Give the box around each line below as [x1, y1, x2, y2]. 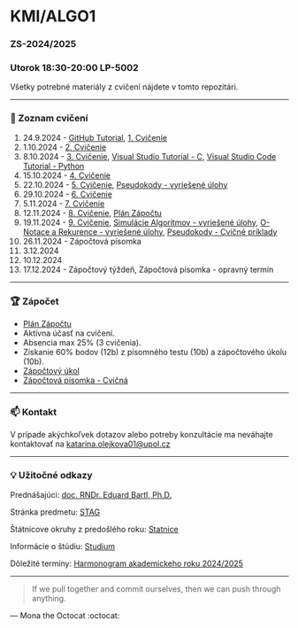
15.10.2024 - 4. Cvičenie [22, 170, 111, 181]
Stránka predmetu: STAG [10, 507, 101, 517]
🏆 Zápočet [10, 295, 60, 307]
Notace [22, 226, 50, 236]
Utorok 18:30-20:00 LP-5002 [10, 62, 139, 74]
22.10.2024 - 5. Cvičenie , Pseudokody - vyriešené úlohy [22, 179, 228, 190]
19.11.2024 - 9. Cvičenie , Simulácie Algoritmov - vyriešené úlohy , [22, 217, 259, 228]
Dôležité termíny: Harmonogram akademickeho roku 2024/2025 [10, 558, 244, 569]
